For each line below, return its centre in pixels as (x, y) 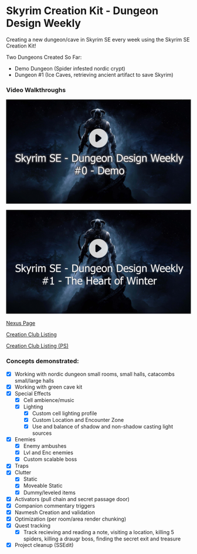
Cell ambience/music (49, 400)
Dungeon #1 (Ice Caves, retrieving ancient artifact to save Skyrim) (94, 75)
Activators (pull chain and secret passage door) (72, 499)
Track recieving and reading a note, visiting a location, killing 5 (99, 532)
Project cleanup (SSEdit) (44, 545)
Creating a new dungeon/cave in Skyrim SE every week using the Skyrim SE (98, 39)
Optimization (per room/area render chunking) (70, 519)
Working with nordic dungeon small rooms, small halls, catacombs (94, 374)
